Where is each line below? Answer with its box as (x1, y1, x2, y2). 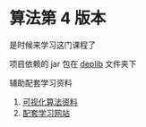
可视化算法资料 (21, 96, 78, 107)
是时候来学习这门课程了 (9, 39, 96, 50)
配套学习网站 (21, 107, 70, 118)
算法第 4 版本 (9, 8, 107, 29)
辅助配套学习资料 (9, 77, 73, 88)
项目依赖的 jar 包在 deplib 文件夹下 (9, 58, 137, 69)
